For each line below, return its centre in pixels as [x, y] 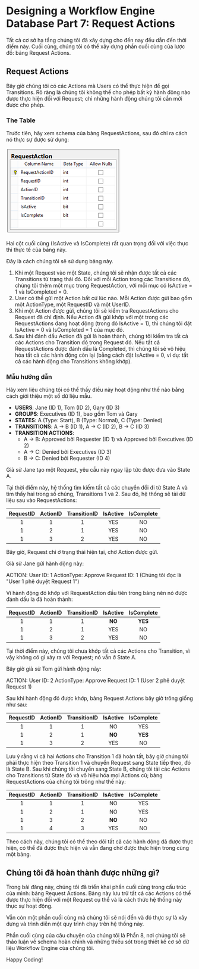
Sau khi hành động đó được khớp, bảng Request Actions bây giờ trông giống [99, 698]
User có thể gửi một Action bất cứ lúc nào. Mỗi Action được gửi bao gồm [103, 298]
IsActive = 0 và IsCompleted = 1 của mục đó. [70, 330]
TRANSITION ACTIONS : [44, 433]
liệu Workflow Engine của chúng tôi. [50, 948]
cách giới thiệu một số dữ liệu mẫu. [49, 396]
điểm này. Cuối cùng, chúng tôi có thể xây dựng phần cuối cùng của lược [96, 46]
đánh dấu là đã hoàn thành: [40, 599]
